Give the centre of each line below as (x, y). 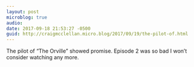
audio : (15, 23)
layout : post (23, 12)
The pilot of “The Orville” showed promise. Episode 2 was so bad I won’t (97, 51)
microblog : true (27, 17)
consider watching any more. (43, 57)
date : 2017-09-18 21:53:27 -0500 (48, 28)
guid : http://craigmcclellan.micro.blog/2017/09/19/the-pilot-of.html (97, 34)
